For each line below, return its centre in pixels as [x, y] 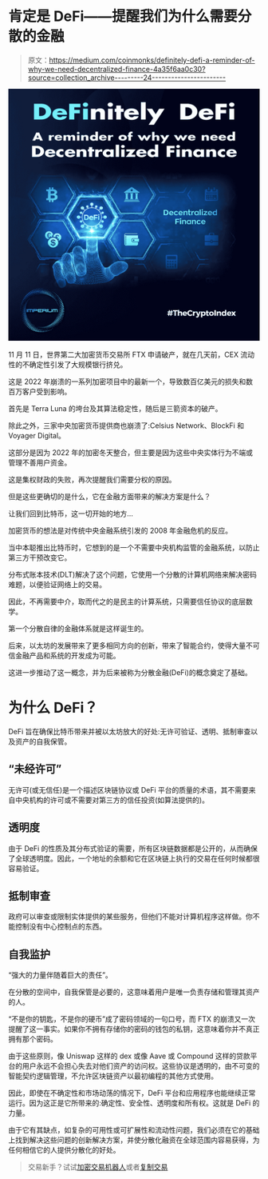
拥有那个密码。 [33, 1039]
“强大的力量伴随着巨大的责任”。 [61, 975]
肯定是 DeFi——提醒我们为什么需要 [123, 16]
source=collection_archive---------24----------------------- [126, 78]
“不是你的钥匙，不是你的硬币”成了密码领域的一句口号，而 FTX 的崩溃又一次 [132, 1019]
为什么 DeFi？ [53, 708]
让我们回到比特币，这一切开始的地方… [71, 514]
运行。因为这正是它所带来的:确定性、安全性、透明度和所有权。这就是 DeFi [130, 1103]
